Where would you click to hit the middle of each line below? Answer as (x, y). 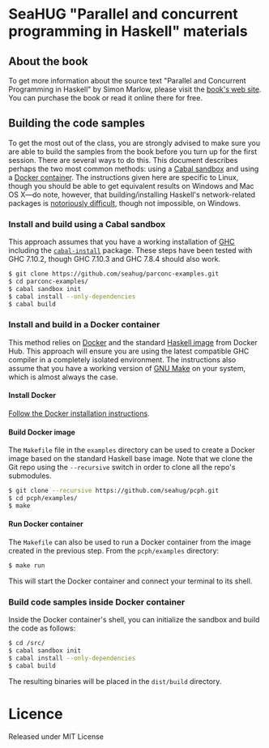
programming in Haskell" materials (128, 31)
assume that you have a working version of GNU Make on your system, (127, 368)
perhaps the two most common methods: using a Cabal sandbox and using (134, 169)
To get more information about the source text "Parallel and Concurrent (127, 81)
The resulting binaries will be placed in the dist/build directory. (115, 681)
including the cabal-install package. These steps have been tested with (130, 250)
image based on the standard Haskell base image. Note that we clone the (130, 459)
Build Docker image (42, 432)
